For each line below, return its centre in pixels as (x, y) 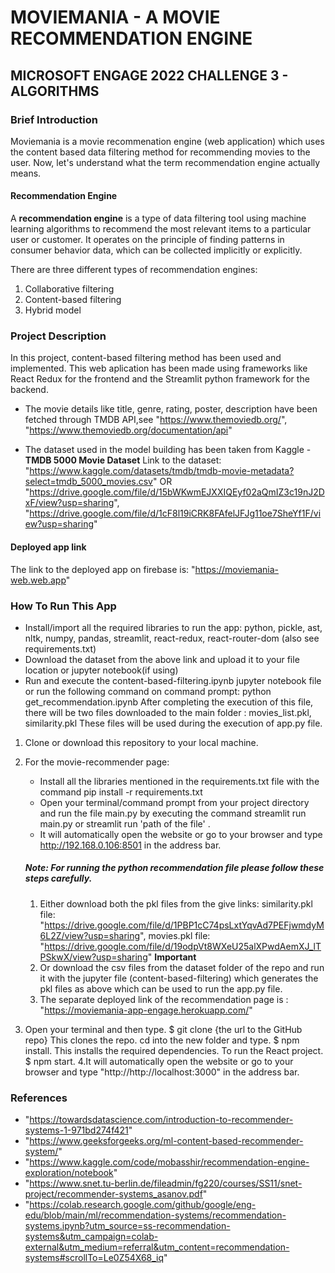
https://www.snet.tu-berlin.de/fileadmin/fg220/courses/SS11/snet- (166, 1183)
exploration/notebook (69, 1173)
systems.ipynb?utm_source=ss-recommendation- (127, 1226)
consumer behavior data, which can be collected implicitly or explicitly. (156, 250)
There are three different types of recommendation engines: (134, 270)
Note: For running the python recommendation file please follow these (174, 868)
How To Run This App (63, 606)
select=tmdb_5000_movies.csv (88, 482)
